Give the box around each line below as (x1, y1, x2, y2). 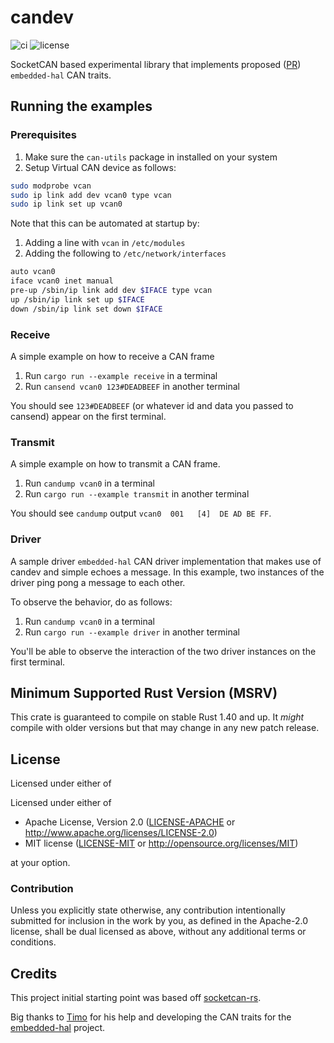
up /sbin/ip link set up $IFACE (10, 294, 145, 305)
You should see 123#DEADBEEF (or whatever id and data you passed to (10, 399, 294, 411)
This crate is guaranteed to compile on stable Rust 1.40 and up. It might (10, 711, 305, 723)
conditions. (10, 936, 57, 948)
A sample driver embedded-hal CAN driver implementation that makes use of (10, 555, 322, 567)
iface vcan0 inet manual (10, 276, 114, 286)
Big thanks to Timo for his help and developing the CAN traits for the (10, 1011, 292, 1023)
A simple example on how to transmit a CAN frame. (10, 458, 221, 470)
